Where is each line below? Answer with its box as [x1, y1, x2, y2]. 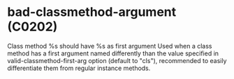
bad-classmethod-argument [7, 4, 177, 20]
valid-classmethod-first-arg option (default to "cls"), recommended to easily [7, 56, 227, 64]
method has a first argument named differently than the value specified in [7, 49, 219, 58]
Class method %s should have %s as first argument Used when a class [7, 42, 212, 50]
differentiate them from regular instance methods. [7, 64, 151, 72]
